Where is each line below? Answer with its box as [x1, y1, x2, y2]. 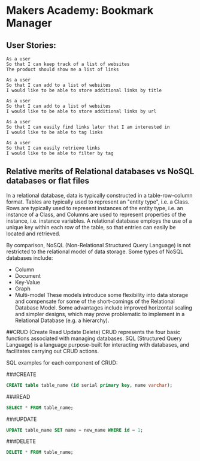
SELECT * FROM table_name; [6, 405, 74, 411]
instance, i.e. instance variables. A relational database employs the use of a [6, 217, 192, 225]
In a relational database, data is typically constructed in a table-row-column [6, 192, 193, 199]
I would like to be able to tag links [6, 129, 103, 135]
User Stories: [6, 40, 56, 50]
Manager [6, 16, 52, 30]
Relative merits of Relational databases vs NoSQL [6, 166, 195, 177]
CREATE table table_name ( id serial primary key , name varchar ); [6, 382, 172, 388]
